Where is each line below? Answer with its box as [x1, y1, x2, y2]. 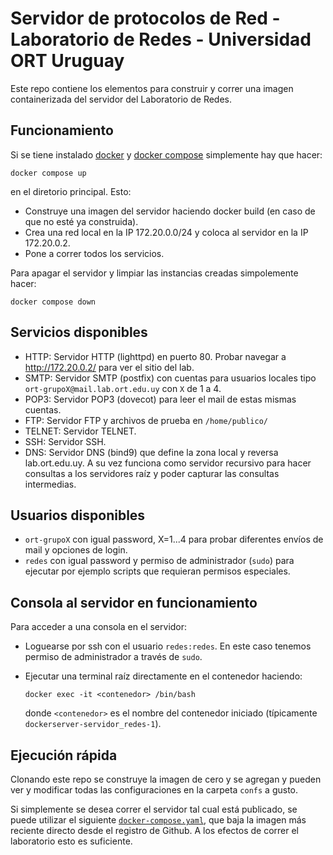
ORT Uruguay [10, 50, 125, 72]
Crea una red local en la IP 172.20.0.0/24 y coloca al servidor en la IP [24, 226, 309, 238]
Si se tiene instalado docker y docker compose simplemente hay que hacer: [10, 148, 323, 161]
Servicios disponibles [10, 324, 148, 341]
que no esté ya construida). [24, 215, 139, 227]
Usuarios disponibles [10, 507, 146, 524]
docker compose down [10, 297, 97, 307]
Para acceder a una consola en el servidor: [10, 621, 188, 633]
